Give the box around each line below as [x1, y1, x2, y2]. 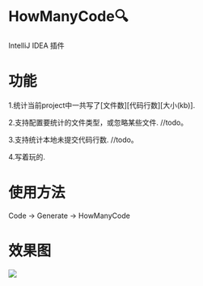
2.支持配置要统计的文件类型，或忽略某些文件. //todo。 [8, 117, 188, 127]
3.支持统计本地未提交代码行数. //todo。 [8, 134, 139, 144]
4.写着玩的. [8, 152, 46, 161]
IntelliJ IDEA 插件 [8, 41, 65, 50]
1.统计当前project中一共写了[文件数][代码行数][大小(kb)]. [8, 100, 196, 110]
